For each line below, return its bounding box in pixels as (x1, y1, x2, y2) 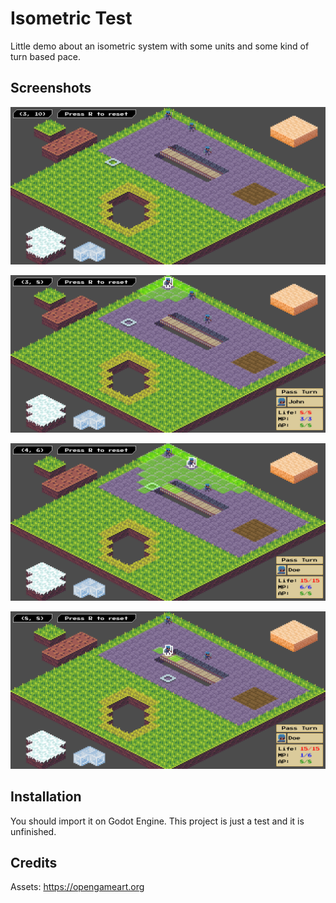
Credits (10, 854, 58, 871)
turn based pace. (10, 50, 81, 62)
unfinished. (10, 825, 57, 837)
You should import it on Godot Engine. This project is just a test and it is (10, 815, 305, 827)
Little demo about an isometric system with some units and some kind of (10, 40, 310, 52)
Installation (10, 788, 82, 806)
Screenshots (10, 80, 92, 97)
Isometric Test (10, 7, 133, 30)
